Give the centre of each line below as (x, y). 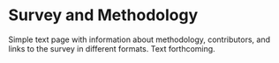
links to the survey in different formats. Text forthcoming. (112, 48)
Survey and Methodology (103, 15)
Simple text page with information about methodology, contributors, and (139, 39)
